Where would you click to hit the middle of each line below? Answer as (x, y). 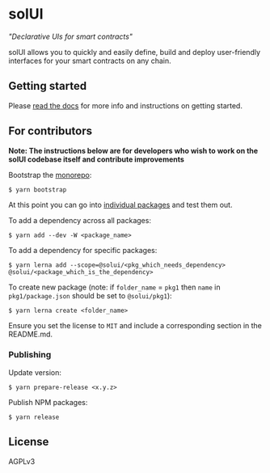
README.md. (31, 334)
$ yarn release (34, 417)
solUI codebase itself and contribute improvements (96, 159)
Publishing (30, 355)
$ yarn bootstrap (38, 190)
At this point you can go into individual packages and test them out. (120, 205)
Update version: (35, 372)
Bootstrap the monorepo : (50, 175)
